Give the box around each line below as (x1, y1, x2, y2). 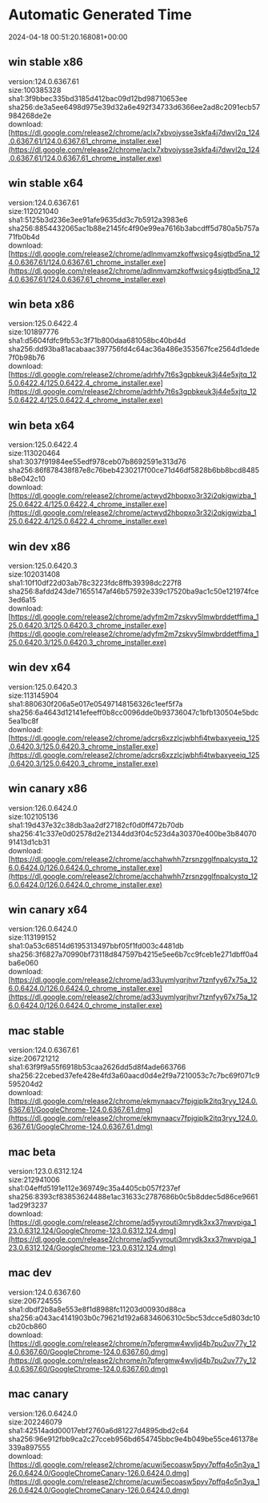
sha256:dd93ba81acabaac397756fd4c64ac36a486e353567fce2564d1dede (8, 345, 260, 354)
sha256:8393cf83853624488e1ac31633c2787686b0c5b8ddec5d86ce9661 (8, 1192, 258, 1202)
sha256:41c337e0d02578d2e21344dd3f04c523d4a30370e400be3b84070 (8, 828, 258, 838)
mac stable (8, 1024, 65, 1038)
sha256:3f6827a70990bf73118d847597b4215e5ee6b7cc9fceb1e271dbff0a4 (8, 949, 258, 959)
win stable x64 (8, 176, 84, 190)
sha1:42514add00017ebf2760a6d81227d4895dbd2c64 (8, 1425, 190, 1435)
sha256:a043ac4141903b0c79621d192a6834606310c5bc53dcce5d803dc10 (8, 1312, 261, 1323)
